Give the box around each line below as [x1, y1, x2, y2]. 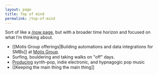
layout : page [5, 7, 32, 12]
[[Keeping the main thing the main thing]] [12, 64, 95, 70]
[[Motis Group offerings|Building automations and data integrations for [12, 44, 153, 50]
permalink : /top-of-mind [5, 16, 55, 21]
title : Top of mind [5, 12, 45, 16]
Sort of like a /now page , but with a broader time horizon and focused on [5, 30, 151, 35]
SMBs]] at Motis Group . [12, 49, 59, 55]
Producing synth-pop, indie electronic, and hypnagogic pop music [12, 59, 145, 65]
